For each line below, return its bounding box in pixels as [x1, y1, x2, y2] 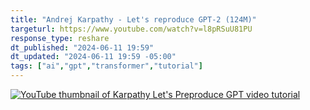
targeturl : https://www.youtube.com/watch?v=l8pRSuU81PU [10, 24, 253, 34]
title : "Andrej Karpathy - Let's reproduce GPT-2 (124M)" [10, 14, 257, 25]
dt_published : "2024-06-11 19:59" [10, 42, 155, 53]
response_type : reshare [10, 33, 110, 43]
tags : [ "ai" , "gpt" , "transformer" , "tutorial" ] [10, 61, 203, 71]
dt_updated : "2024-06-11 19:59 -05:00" [10, 52, 177, 62]
